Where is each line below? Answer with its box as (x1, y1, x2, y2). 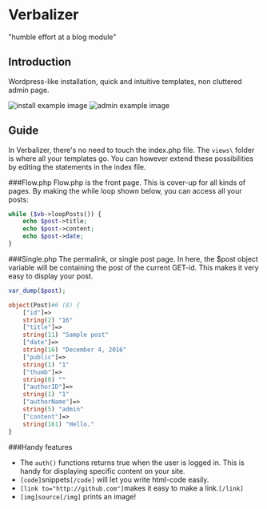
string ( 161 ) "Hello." (22, 420, 94, 428)
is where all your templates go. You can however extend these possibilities (8, 154, 254, 163)
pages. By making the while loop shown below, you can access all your (8, 186, 242, 195)
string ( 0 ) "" (22, 375, 66, 383)
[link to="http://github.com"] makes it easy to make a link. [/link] (19, 483, 244, 493)
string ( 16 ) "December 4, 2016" (22, 346, 127, 354)
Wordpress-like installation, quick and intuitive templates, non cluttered (8, 76, 242, 86)
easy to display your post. (8, 271, 94, 281)
